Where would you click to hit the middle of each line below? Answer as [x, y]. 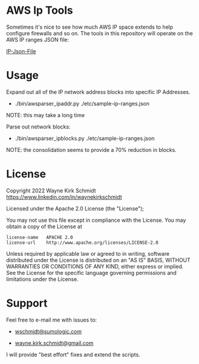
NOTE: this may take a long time [46, 115]
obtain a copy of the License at [44, 226]
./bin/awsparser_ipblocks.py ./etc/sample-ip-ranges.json [85, 138]
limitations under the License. [42, 279]
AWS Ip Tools [40, 10]
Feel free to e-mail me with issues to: [52, 320]
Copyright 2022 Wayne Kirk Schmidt [51, 190]
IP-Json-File [21, 51]
